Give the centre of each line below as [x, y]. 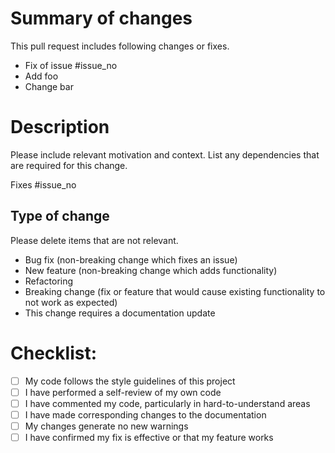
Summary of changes [101, 18]
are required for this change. [69, 165]
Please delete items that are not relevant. [94, 240]
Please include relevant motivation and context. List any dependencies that [165, 154]
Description [60, 127]
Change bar [49, 86]
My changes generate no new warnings [106, 426]
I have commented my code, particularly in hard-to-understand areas [167, 403]
